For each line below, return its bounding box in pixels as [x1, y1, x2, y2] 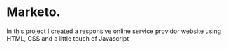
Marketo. [6, 4, 61, 20]
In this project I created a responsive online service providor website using [6, 27, 222, 35]
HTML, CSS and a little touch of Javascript [6, 34, 129, 42]
